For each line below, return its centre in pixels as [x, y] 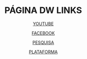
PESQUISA [43, 42]
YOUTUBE [43, 24]
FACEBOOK [43, 33]
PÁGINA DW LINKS [43, 10]
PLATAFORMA [43, 52]
